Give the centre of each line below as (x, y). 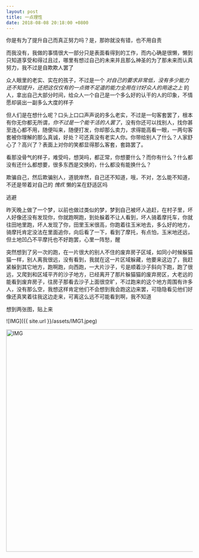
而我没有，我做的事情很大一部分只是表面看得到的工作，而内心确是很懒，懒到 (99, 53)
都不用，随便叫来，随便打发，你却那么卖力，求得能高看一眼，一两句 (105, 130)
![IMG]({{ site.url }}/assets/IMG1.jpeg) (52, 321)
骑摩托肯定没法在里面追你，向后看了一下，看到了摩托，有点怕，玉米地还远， (99, 232)
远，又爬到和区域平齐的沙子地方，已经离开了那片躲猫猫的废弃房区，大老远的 (99, 275)
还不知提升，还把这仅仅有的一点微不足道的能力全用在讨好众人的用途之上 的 (98, 88)
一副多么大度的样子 (50, 103)
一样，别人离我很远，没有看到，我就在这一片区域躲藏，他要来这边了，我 (99, 260)
